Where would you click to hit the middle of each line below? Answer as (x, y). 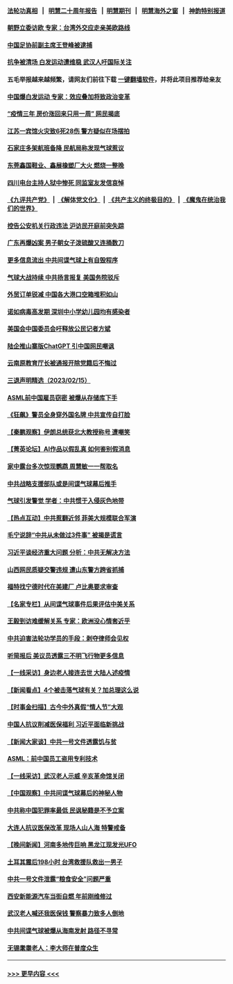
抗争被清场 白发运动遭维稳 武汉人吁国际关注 (69, 62)
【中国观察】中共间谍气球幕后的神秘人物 (65, 793)
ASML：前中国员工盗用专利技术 (53, 759)
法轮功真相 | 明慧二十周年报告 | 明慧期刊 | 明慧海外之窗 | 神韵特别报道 (116, 10)
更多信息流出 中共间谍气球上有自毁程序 (63, 260)
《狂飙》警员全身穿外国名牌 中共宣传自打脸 (69, 415)
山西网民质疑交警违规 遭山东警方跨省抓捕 (66, 569)
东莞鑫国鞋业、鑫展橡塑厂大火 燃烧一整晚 (66, 165)
